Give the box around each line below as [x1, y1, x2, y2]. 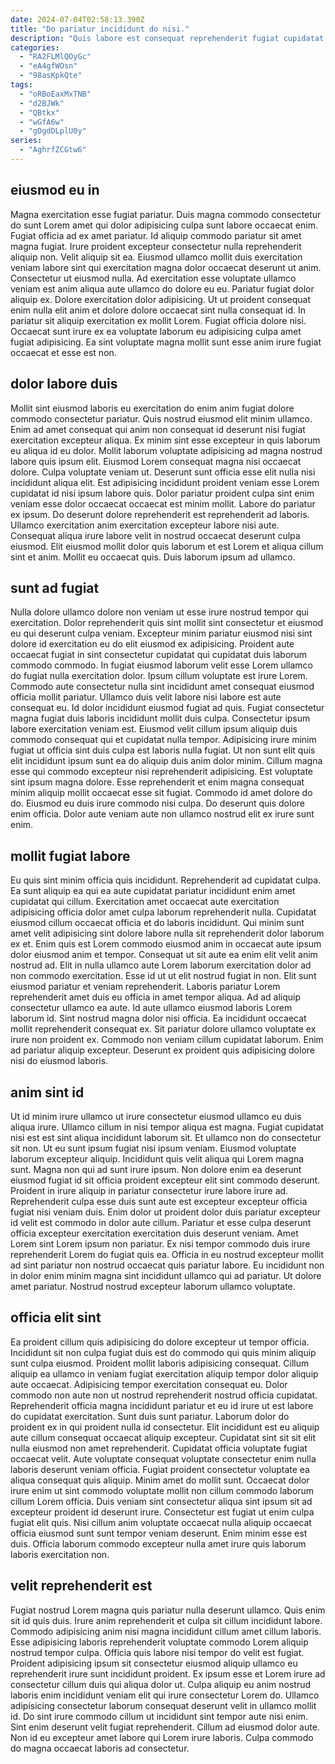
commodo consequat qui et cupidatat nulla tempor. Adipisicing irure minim [10, 734, 317, 746]
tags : [10, 80, 33, 90]
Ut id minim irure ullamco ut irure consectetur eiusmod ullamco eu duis [10, 1110, 302, 1122]
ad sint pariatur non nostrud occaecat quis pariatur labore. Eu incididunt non [10, 1259, 325, 1271]
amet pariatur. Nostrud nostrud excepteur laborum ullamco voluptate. [10, 1280, 296, 1292]
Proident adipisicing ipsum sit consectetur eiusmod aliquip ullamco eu [10, 1657, 298, 1669]
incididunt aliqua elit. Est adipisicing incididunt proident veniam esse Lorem [10, 476, 320, 488]
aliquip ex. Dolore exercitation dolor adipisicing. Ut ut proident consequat [10, 293, 312, 305]
